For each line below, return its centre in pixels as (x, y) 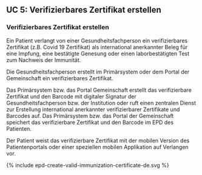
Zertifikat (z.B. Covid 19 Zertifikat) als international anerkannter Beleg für (97, 47)
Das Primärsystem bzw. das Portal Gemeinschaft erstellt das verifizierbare (99, 90)
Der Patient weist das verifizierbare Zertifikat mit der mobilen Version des (98, 140)
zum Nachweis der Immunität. (44, 60)
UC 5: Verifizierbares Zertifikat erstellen (84, 10)
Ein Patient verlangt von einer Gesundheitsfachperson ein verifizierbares (97, 40)
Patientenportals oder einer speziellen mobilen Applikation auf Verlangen (98, 147)
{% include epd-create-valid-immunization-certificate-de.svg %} (88, 165)
